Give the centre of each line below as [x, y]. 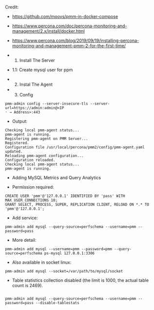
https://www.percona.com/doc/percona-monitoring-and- [69, 26]
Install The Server [37, 60]
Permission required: [33, 187]
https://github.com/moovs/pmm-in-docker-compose [65, 16]
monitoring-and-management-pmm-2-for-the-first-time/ [69, 46]
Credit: [12, 7]
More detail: [24, 240]
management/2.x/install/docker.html [48, 31]
